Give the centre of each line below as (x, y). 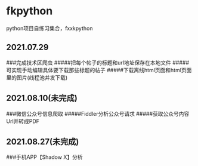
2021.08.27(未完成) (43, 142)
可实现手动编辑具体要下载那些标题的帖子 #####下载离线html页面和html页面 (99, 70)
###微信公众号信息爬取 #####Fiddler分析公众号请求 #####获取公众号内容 (98, 113)
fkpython (30, 11)
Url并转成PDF (23, 121)
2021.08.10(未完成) (42, 98)
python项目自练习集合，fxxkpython (49, 28)
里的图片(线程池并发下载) (37, 77)
